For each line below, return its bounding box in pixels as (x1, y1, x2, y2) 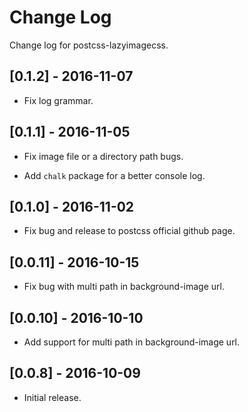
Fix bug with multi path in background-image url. (23, 281, 225, 293)
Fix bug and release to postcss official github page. (23, 225, 236, 237)
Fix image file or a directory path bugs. (23, 150, 184, 162)
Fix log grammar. (23, 94, 94, 106)
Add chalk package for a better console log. (23, 169, 206, 181)
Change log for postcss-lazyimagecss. (9, 39, 169, 51)
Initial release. (23, 391, 82, 403)
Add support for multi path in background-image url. (23, 336, 241, 348)
